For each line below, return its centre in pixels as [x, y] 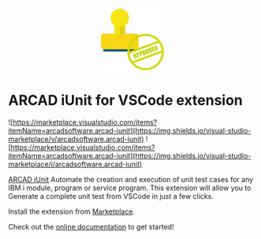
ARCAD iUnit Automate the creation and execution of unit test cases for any [131, 179]
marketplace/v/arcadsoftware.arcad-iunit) [76, 139]
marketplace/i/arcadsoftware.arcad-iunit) [75, 164]
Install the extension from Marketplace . [72, 211]
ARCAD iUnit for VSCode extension [125, 101]
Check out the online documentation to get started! [91, 226]
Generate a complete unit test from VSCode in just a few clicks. [111, 196]
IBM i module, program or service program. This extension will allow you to [130, 188]
